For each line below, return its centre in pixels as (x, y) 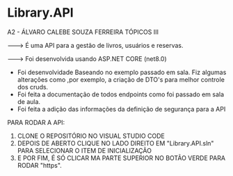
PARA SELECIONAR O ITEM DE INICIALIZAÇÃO (84, 150)
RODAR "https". (40, 165)
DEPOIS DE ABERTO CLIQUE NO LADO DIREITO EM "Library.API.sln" (115, 143)
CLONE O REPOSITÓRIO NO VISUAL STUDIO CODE (91, 136)
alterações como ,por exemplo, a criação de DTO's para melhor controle (121, 79)
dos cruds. (33, 87)
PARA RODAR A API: (36, 122)
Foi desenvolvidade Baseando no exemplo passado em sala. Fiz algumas (122, 72)
